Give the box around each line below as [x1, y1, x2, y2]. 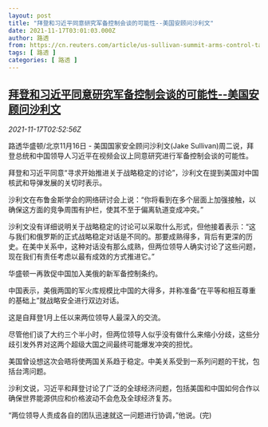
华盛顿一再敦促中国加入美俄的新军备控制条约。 [8, 268, 162, 278]
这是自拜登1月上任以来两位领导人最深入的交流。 [8, 312, 165, 322]
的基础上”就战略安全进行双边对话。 [8, 295, 124, 305]
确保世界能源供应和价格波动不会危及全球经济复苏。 [8, 393, 176, 403]
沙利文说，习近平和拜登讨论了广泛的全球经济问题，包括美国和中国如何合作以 [8, 383, 260, 393]
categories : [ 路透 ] [8, 57, 78, 65]
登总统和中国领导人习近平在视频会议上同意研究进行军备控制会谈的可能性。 [8, 151, 253, 160]
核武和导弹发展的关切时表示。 [8, 177, 106, 188]
